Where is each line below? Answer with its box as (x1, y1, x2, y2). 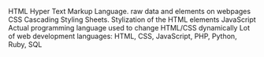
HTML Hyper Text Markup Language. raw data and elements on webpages (8, 7, 251, 16)
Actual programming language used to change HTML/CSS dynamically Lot (8, 23, 251, 32)
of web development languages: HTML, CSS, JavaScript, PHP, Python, (8, 31, 238, 41)
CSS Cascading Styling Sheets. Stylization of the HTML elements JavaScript (8, 15, 256, 24)
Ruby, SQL (8, 40, 43, 49)
